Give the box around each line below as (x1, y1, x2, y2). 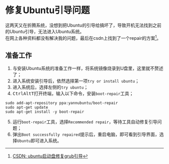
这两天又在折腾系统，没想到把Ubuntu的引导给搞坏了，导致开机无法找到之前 (5, 22, 162, 28)
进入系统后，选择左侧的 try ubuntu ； (12, 84, 89, 91)
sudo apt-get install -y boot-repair (5, 109, 84, 115)
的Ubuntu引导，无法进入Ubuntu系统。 (5, 28, 84, 34)
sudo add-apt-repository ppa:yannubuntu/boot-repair (5, 101, 118, 106)
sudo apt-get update (5, 105, 49, 110)
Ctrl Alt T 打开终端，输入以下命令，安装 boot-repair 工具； (12, 91, 134, 97)
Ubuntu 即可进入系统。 (17, 138, 62, 144)
